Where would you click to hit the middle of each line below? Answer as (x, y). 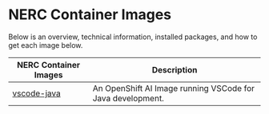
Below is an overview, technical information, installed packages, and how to (133, 37)
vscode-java (37, 93)
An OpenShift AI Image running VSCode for (173, 88)
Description (175, 69)
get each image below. (46, 45)
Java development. (128, 98)
